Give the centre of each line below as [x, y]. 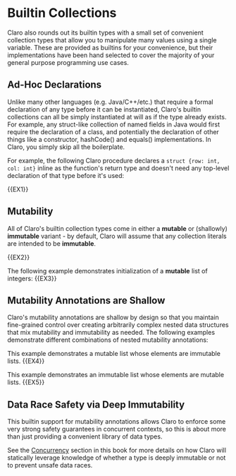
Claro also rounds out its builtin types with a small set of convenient [106, 32]
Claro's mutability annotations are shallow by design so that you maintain [113, 317]
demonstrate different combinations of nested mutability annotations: [108, 340]
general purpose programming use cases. [68, 62]
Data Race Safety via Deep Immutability [96, 404]
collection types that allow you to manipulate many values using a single [112, 40]
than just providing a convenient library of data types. [85, 436]
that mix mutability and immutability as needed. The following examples [111, 333]
